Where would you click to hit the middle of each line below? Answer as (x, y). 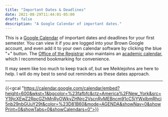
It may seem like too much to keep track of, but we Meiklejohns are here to (82, 69)
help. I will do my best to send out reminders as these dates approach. (77, 74)
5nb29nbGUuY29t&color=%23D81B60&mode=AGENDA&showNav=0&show (83, 104)
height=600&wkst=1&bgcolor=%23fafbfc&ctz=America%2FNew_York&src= (83, 94)
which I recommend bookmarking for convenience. (58, 59)
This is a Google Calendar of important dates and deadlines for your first (80, 38)
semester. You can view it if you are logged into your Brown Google (74, 43)
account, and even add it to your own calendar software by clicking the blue (83, 48)
